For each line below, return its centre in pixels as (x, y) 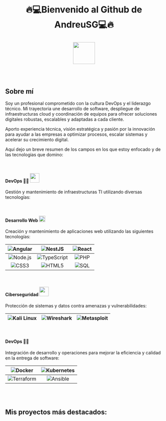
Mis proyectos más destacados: (56, 412)
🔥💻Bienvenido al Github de (84, 10)
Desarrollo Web (22, 220)
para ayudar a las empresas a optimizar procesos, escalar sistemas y (76, 134)
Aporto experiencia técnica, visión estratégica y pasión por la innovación (80, 129)
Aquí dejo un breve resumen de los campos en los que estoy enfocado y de (83, 149)
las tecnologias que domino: (34, 155)
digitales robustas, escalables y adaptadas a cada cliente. (65, 119)
